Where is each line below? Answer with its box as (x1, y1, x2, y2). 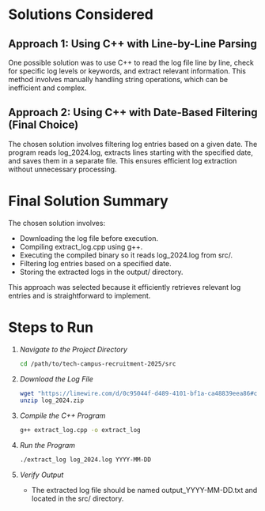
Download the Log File (19, 374, 93, 384)
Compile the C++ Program (19, 411, 106, 420)
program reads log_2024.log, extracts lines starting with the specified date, (8, 148, 253, 157)
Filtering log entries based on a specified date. (19, 258, 172, 268)
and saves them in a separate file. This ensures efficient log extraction (8, 156, 237, 165)
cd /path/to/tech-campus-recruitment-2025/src (19, 359, 176, 368)
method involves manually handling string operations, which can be (8, 75, 229, 84)
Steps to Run (8, 318, 93, 336)
